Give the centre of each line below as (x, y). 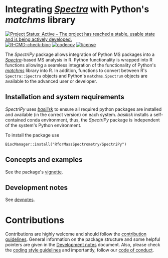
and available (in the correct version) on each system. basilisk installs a (79, 114)
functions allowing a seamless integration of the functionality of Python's (81, 65)
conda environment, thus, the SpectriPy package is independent (93, 120)
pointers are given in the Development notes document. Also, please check (83, 245)
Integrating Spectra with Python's (77, 9)
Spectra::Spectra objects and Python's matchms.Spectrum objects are (76, 76)
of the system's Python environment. (43, 125)
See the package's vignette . (34, 172)
